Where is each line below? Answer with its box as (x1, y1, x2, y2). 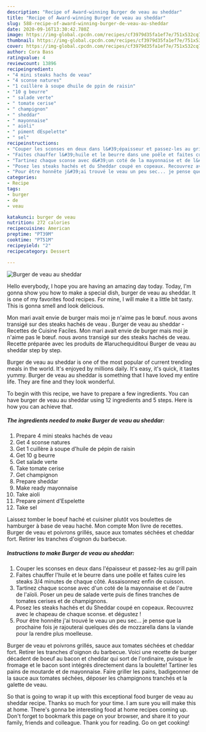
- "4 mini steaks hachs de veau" (7, 72, 92, 78)
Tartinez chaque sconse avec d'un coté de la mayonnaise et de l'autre (15, 584, 193, 592)
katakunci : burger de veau (7, 214, 76, 220)
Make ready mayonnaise (15, 484, 78, 491)
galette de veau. (7, 681, 48, 688)
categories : (7, 174, 37, 181)
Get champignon (15, 471, 58, 479)
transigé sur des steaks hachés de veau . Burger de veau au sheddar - (7, 320, 185, 328)
